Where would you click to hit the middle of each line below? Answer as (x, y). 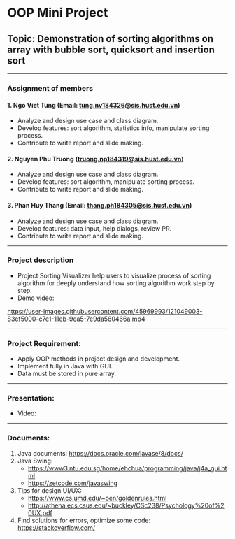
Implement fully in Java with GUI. (65, 366)
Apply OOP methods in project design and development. (99, 359)
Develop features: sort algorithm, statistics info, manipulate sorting (113, 128)
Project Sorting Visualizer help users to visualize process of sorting (114, 275)
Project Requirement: (44, 343)
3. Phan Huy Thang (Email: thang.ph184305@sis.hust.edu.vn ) (100, 205)
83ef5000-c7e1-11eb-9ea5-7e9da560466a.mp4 (76, 319)
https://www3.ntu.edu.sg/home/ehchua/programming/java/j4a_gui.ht (127, 468)
